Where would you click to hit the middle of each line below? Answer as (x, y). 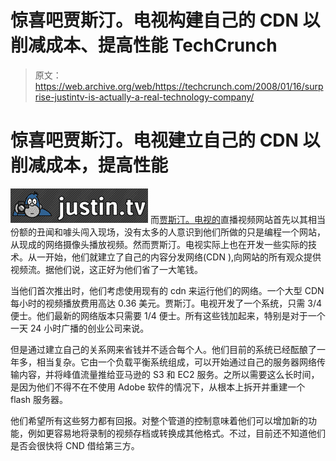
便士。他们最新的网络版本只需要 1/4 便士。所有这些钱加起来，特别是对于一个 (168, 315)
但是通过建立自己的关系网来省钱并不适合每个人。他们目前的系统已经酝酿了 (163, 349)
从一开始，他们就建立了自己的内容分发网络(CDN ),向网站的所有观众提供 (174, 257)
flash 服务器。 (39, 399)
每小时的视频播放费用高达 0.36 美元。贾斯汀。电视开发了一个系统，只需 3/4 (166, 303)
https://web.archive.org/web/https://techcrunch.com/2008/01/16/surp (179, 86)
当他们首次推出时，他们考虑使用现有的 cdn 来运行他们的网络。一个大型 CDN (167, 290)
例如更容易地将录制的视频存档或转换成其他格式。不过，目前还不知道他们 (176, 433)
